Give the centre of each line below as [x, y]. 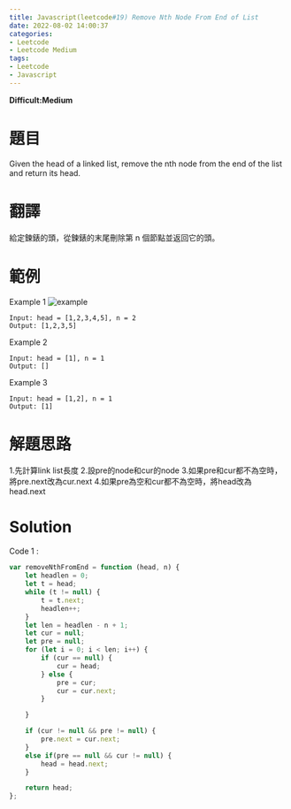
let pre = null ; [55, 642]
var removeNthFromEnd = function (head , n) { [94, 568]
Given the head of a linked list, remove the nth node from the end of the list [146, 164]
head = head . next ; [75, 764]
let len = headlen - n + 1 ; [77, 625]
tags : [19, 58]
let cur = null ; [55, 633]
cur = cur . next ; [86, 691]
